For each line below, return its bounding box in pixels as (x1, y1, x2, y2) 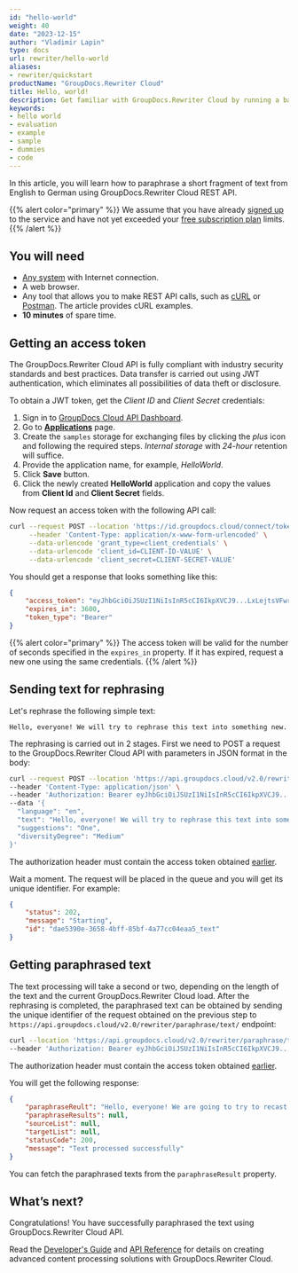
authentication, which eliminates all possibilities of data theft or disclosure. (9, 378, 282, 389)
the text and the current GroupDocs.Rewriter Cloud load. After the (9, 990, 250, 1001)
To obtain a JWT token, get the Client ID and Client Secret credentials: (9, 396, 265, 406)
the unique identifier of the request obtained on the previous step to (9, 1009, 257, 1020)
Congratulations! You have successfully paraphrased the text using (9, 1217, 255, 1229)
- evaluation (9, 121, 58, 130)
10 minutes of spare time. (21, 310, 117, 320)
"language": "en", (17, 807, 86, 816)
